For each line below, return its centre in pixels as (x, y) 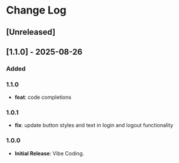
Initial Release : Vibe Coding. (49, 153)
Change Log (36, 10)
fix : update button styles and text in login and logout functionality (94, 125)
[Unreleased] (31, 32)
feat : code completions (43, 97)
